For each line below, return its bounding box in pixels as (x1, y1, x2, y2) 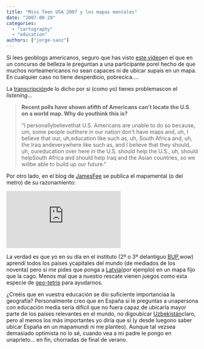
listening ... (6, 92, 32, 99)
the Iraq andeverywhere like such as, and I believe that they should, (21, 141, 191, 148)
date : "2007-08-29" (6, 15, 56, 21)
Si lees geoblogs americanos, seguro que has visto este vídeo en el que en (6, 54, 193, 61)
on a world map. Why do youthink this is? (21, 110, 128, 117)
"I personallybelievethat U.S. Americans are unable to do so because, (21, 122, 195, 129)
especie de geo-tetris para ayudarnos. (6, 279, 103, 286)
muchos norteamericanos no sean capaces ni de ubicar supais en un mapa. (6, 67, 197, 74)
